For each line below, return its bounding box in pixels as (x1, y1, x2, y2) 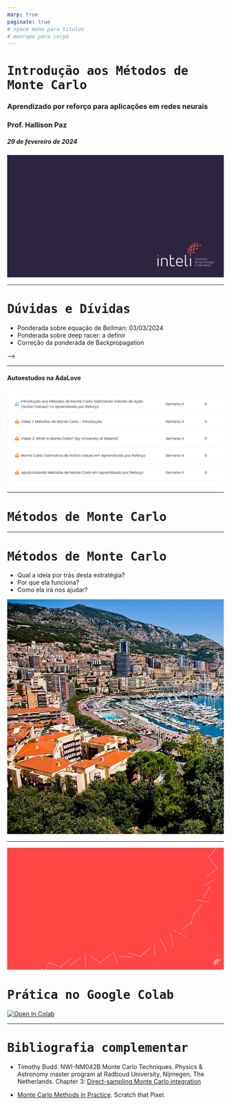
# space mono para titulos (7, 25, 85, 32)
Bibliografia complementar (7, 1040, 189, 1055)
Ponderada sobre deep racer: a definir (16, 331, 126, 339)
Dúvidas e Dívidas (7, 301, 131, 316)
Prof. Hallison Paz (7, 121, 67, 130)
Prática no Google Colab (7, 987, 174, 1002)
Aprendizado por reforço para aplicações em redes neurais (7, 102, 208, 112)
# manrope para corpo (7, 33, 69, 40)
